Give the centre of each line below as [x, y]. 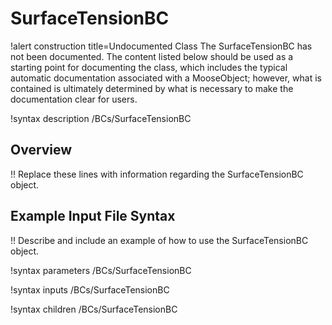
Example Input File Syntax [93, 216]
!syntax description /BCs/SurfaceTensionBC [101, 118]
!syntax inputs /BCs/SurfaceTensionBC [90, 289]
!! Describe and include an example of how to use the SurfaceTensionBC [159, 240]
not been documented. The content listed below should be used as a [152, 56]
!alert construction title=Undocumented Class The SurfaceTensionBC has [161, 46]
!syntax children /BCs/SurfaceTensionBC [94, 309]
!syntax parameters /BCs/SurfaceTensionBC [101, 270]
